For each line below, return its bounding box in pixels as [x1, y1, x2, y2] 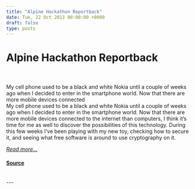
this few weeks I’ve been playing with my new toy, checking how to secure [6, 128, 189, 135]
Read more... [6, 145, 37, 153]
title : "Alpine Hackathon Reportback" [6, 8, 102, 15]
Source [6, 159, 25, 166]
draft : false [6, 20, 39, 26]
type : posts [6, 25, 36, 32]
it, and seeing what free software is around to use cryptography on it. [6, 134, 176, 141]
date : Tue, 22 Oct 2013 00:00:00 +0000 [6, 14, 105, 20]
